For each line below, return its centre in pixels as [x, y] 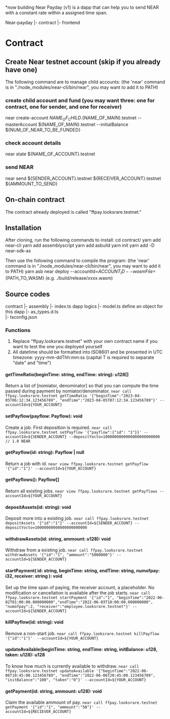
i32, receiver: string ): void [34, 576]
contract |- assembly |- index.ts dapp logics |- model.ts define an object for [84, 306]
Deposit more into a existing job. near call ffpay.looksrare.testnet [77, 518]
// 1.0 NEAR [18, 441]
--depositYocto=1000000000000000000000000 [114, 437]
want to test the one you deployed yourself [57, 347]
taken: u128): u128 [25, 655]
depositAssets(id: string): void [38, 507]
